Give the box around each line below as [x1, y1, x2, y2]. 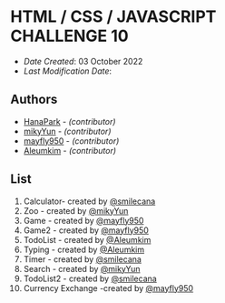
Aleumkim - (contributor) [23, 145, 117, 156]
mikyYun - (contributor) [23, 126, 112, 136]
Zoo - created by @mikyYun [23, 205, 129, 216]
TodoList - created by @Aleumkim [23, 234, 152, 245]
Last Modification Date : [23, 66, 112, 76]
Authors [10, 92, 58, 107]
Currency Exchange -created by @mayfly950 [23, 282, 194, 293]
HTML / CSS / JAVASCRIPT [10, 6, 217, 27]
